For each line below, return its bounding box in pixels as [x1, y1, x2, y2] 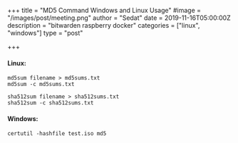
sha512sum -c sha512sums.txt [7, 100, 94, 107]
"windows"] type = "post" [7, 28, 83, 37]
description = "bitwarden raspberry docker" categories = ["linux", [7, 21, 200, 29]
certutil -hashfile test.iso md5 [7, 130, 107, 137]
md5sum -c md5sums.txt [7, 81, 75, 88]
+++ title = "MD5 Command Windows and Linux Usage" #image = [7, 6, 202, 14]
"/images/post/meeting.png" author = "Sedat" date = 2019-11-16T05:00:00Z [7, 14, 231, 22]
